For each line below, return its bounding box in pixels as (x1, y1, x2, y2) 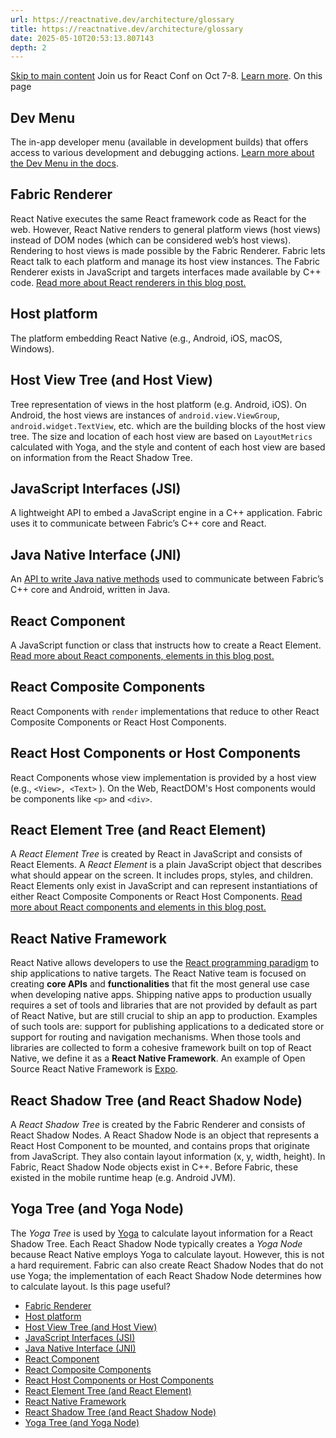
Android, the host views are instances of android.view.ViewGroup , (10, 409, 280, 421)
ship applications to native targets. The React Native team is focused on (10, 967, 307, 980)
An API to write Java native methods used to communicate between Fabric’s (10, 573, 324, 585)
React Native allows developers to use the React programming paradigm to (10, 957, 320, 969)
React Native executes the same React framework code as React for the (10, 212, 307, 225)
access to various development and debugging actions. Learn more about (10, 147, 315, 159)
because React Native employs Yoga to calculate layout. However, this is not (10, 1248, 325, 1260)
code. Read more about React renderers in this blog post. (10, 276, 247, 288)
